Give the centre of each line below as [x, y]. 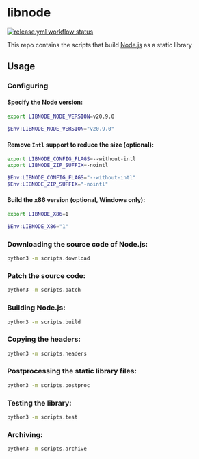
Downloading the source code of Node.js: [78, 244]
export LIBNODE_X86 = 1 [38, 214]
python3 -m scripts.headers [47, 353]
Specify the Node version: [45, 102]
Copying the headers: [44, 339]
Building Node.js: [37, 308]
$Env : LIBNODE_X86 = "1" [38, 226]
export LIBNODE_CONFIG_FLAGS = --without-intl [71, 159]
